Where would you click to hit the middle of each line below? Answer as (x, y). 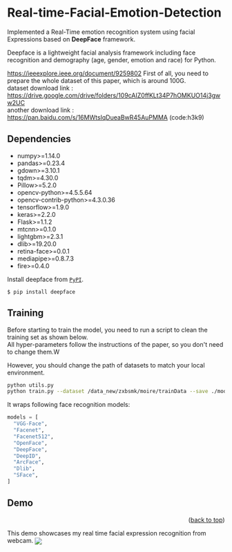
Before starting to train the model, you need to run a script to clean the (108, 330)
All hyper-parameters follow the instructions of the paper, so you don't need (115, 344)
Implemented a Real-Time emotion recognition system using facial (101, 32)
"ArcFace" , (29, 462)
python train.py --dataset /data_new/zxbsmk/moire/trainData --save (108, 392)
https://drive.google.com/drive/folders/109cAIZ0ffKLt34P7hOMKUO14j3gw (114, 95)
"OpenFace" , (31, 443)
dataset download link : (40, 88)
